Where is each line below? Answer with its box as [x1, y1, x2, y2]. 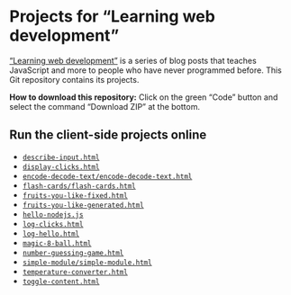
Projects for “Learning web [9, 6, 216, 27]
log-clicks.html [22, 219, 84, 228]
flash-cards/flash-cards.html [22, 182, 137, 191]
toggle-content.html [22, 277, 100, 286]
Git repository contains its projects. [9, 74, 140, 85]
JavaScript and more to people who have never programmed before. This [9, 65, 282, 76]
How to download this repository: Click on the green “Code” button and [9, 92, 278, 103]
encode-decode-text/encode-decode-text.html [22, 172, 193, 181]
